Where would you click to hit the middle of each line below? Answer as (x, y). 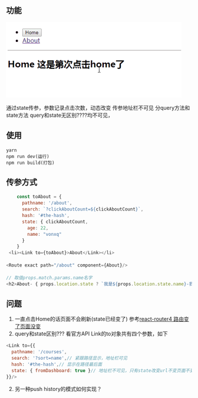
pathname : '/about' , (47, 203)
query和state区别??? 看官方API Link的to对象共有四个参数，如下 (91, 334)
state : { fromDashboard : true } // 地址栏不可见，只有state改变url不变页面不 (101, 370)
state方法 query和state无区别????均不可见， (60, 115)
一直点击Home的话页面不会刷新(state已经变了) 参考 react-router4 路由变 (102, 319)
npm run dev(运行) (28, 156)
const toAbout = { (39, 197)
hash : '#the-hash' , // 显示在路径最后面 (57, 364)
